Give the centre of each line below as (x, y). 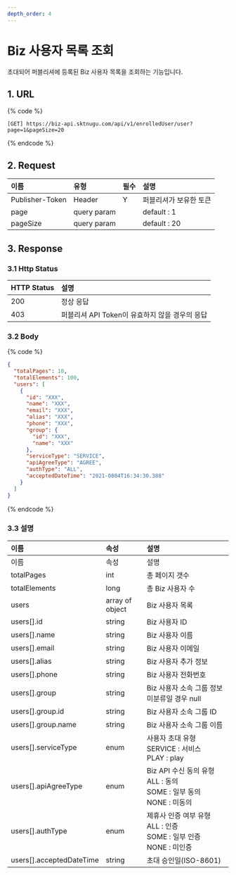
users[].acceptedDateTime (55, 860)
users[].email (33, 648)
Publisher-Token (39, 200)
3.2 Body (23, 336)
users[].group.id (38, 711)
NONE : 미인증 (169, 847)
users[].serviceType (44, 747)
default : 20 (162, 224)
